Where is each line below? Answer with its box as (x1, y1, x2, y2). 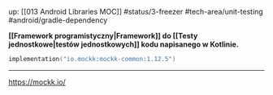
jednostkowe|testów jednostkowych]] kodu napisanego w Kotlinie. (8, 39, 240, 49)
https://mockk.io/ (8, 76, 67, 87)
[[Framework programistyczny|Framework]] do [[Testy (8, 31, 198, 40)
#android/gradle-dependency (8, 15, 108, 25)
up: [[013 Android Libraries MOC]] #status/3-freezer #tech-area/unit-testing (8, 7, 264, 16)
